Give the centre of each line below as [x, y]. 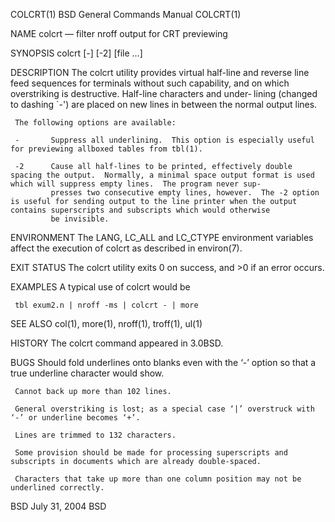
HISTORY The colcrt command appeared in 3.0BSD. [117, 343]
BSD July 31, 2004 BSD [58, 506]
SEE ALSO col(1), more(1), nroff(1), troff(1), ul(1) [106, 323]
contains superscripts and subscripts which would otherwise [140, 210]
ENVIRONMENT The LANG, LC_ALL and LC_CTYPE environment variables [162, 237]
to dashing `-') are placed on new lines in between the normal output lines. [164, 104]
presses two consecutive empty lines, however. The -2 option [185, 193]
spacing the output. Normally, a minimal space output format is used [162, 175]
